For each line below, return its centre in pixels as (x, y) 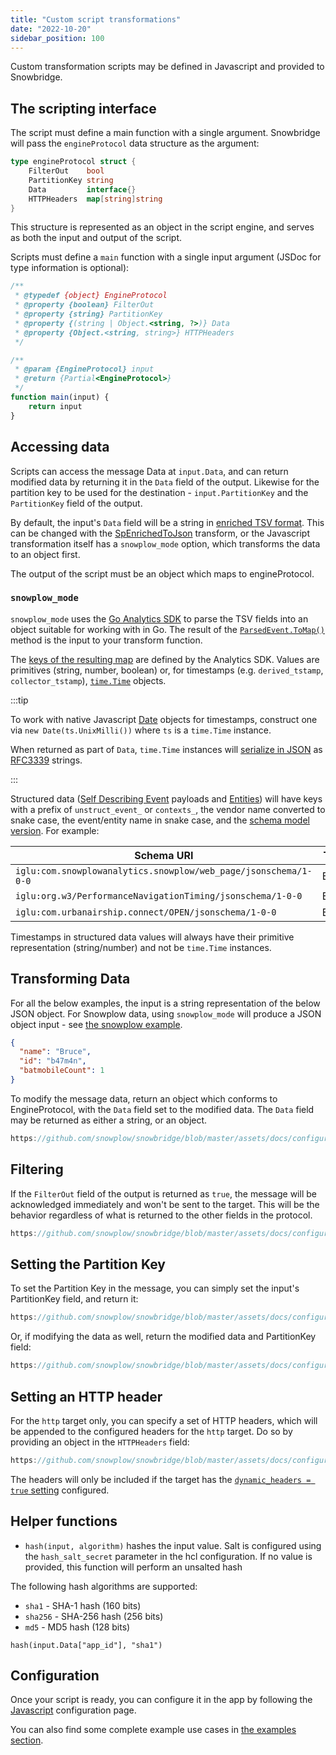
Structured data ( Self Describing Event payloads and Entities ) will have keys (166, 798)
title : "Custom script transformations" (96, 19)
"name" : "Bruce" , (55, 1052)
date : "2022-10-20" (51, 29)
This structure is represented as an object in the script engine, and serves (162, 227)
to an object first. (45, 554)
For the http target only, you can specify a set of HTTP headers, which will (164, 1420)
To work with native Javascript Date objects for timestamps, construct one (164, 719)
